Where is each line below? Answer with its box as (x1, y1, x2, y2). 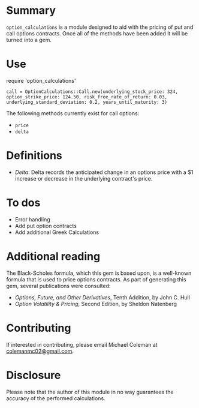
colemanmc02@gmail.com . (6, 347, 74, 355)
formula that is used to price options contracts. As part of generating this (6, 275, 186, 283)
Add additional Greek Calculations (14, 229, 99, 236)
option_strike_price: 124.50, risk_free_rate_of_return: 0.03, (6, 94, 168, 100)
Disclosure (6, 368, 61, 382)
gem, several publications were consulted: (6, 282, 111, 289)
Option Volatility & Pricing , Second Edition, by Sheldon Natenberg (14, 300, 177, 307)
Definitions (6, 149, 63, 163)
